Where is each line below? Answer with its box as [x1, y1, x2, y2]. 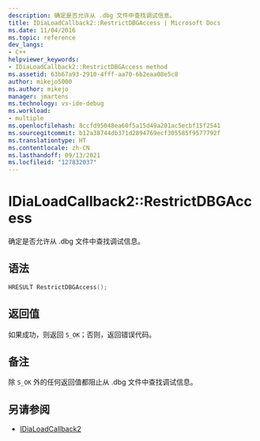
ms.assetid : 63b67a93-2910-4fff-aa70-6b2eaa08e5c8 [8, 70, 179, 78]
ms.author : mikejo [8, 85, 69, 93]
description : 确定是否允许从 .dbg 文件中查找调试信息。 [8, 11, 176, 20]
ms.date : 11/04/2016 [8, 26, 77, 34]
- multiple [8, 115, 44, 122]
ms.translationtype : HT [8, 136, 87, 145]
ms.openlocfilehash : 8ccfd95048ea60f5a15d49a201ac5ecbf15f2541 [8, 122, 221, 130]
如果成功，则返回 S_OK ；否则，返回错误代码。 [8, 330, 156, 339]
